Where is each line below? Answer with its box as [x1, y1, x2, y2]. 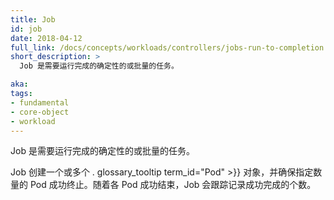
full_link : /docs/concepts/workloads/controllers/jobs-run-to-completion [10, 42, 325, 53]
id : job [10, 24, 43, 34]
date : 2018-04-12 [10, 33, 83, 43]
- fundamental [10, 97, 70, 108]
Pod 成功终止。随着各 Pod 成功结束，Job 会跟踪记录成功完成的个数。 [29, 179, 317, 191]
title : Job [10, 14, 56, 25]
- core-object [10, 107, 70, 117]
